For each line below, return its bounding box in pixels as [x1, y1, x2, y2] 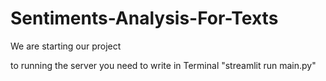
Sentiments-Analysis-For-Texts [10, 7, 279, 30]
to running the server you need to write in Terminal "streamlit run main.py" [10, 59, 317, 71]
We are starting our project [10, 40, 122, 52]
